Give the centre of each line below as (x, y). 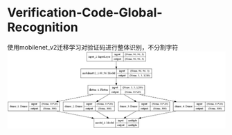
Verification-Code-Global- (85, 13)
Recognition (43, 27)
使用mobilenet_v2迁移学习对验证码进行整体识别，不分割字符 (93, 47)
